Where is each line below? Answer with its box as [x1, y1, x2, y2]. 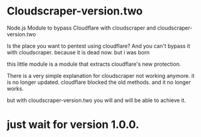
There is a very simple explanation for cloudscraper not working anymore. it [7, 72, 195, 79]
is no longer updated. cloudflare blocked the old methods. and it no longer [7, 78, 191, 86]
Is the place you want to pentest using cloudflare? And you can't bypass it [7, 42, 190, 49]
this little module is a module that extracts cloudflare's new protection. [7, 60, 181, 68]
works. [7, 84, 24, 92]
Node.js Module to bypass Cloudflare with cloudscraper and [7, 24, 156, 31]
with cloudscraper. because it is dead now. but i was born [7, 48, 150, 56]
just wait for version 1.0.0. [7, 118, 140, 132]
